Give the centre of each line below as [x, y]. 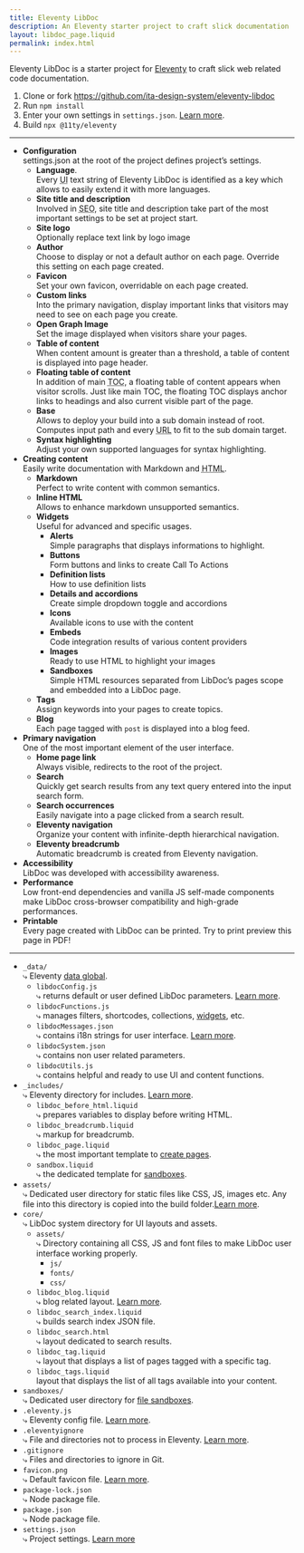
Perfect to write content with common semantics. [128, 488]
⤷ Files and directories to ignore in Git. [93, 1460]
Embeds [65, 632]
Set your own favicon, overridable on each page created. [142, 285]
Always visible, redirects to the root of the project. [129, 767]
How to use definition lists [98, 584]
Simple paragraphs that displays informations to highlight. [157, 545]
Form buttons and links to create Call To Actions [139, 565]
